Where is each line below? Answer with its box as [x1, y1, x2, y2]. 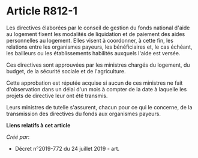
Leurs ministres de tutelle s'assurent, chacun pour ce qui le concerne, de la [6, 103, 193, 111]
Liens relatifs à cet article [6, 121, 71, 129]
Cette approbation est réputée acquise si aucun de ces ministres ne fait [6, 79, 183, 87]
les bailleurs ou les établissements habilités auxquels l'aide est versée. [6, 49, 181, 56]
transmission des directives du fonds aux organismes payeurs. [6, 110, 161, 117]
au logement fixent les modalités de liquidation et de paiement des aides [6, 30, 185, 37]
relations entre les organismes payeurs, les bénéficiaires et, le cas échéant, [6, 43, 193, 50]
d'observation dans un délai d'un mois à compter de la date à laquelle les [6, 85, 187, 93]
